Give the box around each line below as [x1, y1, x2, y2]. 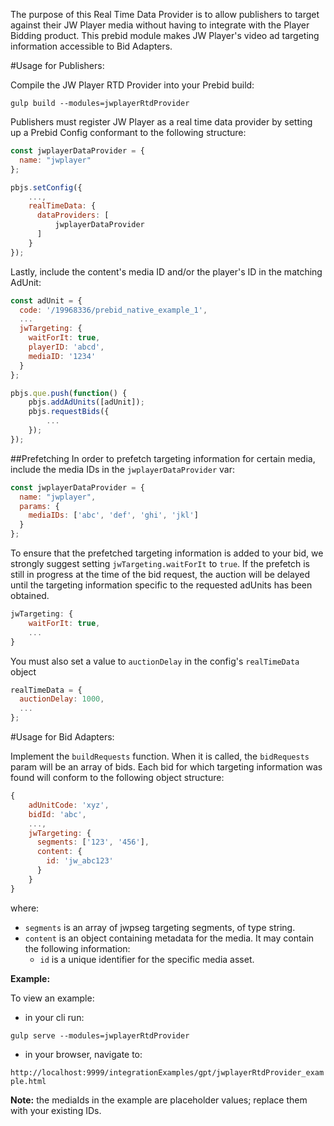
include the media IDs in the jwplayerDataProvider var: [10, 463, 235, 475]
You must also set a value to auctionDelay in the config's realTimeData [10, 655, 300, 667]
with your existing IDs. [10, 1104, 102, 1116]
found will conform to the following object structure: [10, 772, 225, 783]
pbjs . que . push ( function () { [10, 388, 128, 398]
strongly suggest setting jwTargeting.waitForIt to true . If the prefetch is [10, 558, 310, 569]
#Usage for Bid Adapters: [10, 731, 115, 743]
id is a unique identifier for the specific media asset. [39, 953, 255, 965]
